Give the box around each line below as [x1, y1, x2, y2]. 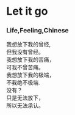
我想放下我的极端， [6, 72, 55, 79]
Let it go [6, 4, 48, 18]
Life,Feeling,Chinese [6, 26, 69, 35]
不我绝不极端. [6, 79, 41, 86]
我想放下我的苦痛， [6, 56, 55, 64]
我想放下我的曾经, [6, 41, 51, 48]
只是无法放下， [6, 94, 44, 102]
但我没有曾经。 [6, 48, 44, 56]
